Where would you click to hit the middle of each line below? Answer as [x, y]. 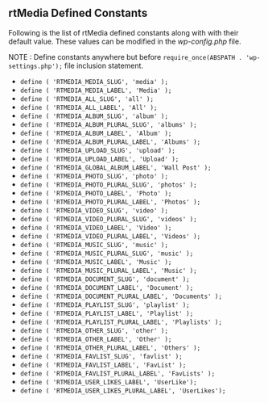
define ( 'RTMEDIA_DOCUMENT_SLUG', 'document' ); [105, 279]
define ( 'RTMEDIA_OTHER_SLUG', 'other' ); [94, 330]
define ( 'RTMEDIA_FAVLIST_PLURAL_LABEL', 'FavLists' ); [118, 374]
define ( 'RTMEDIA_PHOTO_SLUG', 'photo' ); [94, 176]
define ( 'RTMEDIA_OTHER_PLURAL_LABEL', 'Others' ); [110, 348]
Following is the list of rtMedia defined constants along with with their [124, 32]
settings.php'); [35, 66]
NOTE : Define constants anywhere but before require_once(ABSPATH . [126, 57]
